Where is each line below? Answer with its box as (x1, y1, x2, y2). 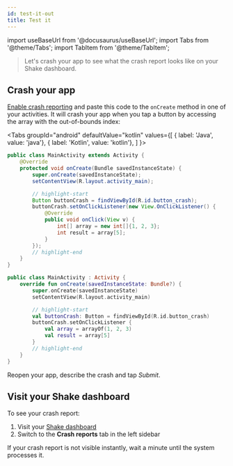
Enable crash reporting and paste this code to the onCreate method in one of (7, 102, 226, 111)
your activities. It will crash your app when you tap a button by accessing (7, 110, 217, 118)
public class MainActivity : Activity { (7, 274, 127, 281)
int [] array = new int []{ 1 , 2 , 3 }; (56, 223, 160, 230)
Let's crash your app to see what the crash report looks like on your (24, 56, 219, 65)
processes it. (7, 451, 45, 460)
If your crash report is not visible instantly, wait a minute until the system (7, 444, 215, 452)
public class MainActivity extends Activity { (7, 152, 145, 159)
